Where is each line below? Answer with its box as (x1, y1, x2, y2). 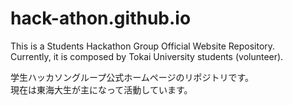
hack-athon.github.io (10, 7, 192, 30)
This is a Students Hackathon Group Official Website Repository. (10, 40, 276, 52)
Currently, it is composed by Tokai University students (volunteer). (10, 50, 284, 62)
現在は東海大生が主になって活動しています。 (10, 83, 193, 96)
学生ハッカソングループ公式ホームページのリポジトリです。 (10, 71, 255, 83)
